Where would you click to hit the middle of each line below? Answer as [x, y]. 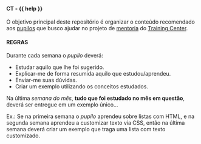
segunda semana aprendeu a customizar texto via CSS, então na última [96, 123]
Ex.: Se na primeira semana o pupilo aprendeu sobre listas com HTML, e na [101, 116]
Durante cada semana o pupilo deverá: [55, 56]
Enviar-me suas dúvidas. [46, 80]
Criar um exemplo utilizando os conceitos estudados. [82, 87]
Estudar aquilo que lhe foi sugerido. [60, 67]
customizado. [23, 136]
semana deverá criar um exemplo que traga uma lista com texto [86, 129]
